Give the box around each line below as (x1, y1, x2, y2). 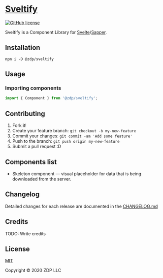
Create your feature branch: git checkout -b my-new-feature (12, 128, 136, 134)
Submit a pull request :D (12, 144, 62, 150)
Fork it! (12, 123, 27, 128)
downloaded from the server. (12, 176, 71, 182)
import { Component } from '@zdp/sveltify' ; (5, 96, 98, 101)
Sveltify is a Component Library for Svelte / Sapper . (5, 29, 107, 35)
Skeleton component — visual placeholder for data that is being (12, 171, 141, 177)
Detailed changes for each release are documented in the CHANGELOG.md (5, 203, 158, 209)
